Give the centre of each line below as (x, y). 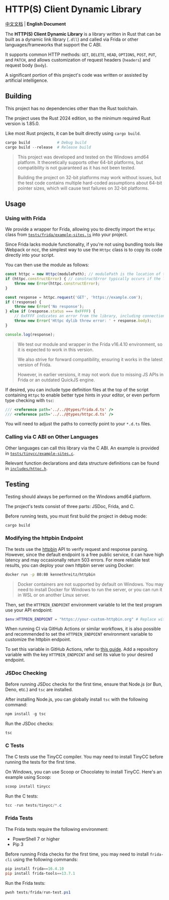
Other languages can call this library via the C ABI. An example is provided (82, 448)
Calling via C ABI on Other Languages (52, 437)
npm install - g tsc (26, 714)
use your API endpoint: (29, 610)
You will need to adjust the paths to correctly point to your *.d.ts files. (78, 424)
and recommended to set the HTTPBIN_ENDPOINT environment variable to (79, 634)
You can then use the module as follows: (47, 265)
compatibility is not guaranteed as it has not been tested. (76, 167)
